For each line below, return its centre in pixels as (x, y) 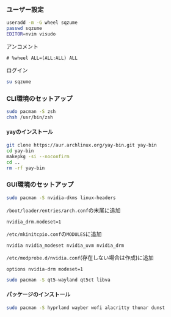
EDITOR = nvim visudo (31, 34)
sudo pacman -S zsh (31, 112)
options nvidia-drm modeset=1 (45, 269)
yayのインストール (30, 132)
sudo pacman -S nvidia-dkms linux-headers (61, 198)
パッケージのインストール (38, 294)
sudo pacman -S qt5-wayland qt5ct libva (59, 280)
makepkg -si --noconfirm (38, 156)
